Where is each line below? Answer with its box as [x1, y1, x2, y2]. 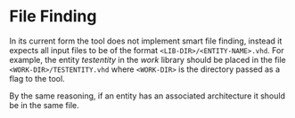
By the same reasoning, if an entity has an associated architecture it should [9, 90, 285, 101]
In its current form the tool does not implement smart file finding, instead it [9, 35, 283, 46]
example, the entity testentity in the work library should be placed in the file [9, 54, 287, 65]
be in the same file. [9, 99, 80, 110]
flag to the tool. [9, 73, 65, 83]
